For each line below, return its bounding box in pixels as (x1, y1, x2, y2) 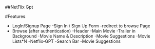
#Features (5, 14, 26, 19)
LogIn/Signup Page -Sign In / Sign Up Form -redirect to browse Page (12, 23, 151, 29)
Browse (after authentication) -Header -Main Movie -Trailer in (12, 28, 136, 33)
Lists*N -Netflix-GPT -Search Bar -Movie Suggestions (12, 38, 121, 44)
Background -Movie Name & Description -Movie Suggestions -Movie (12, 33, 151, 39)
